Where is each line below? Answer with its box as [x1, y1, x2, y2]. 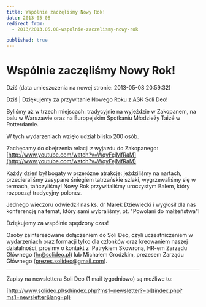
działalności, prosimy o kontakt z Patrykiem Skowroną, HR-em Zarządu [6, 244, 188, 252]
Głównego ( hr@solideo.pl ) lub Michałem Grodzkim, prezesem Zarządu [6, 251, 184, 258]
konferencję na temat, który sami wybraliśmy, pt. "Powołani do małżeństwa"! [6, 208, 200, 215]
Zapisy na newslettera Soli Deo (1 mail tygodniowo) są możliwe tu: [6, 275, 173, 282]
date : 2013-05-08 [6, 15, 51, 21]
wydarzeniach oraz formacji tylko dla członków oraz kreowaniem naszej [6, 238, 188, 246]
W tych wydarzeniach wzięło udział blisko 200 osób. [6, 133, 139, 140]
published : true [6, 37, 48, 44]
